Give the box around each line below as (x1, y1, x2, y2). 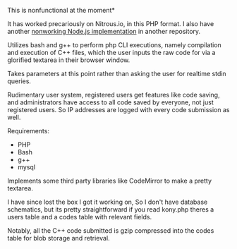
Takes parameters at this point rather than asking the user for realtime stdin (7, 70, 227, 78)
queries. (7, 77, 32, 85)
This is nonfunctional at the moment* (7, 6, 115, 14)
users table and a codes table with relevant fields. (7, 213, 152, 221)
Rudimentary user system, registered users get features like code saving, (7, 91, 220, 99)
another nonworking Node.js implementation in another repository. (7, 28, 201, 35)
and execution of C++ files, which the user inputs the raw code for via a (7, 49, 216, 56)
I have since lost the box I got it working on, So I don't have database (7, 198, 208, 206)
